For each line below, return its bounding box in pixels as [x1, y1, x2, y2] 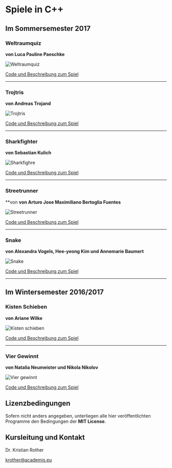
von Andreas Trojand [5, 100, 51, 106]
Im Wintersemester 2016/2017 [5, 288, 104, 297]
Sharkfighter [5, 138, 38, 145]
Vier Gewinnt [5, 352, 39, 359]
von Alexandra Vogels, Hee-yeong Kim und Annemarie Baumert [5, 248, 144, 255]
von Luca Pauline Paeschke [5, 51, 65, 57]
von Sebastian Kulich [5, 150, 52, 156]
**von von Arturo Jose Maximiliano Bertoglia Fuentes [5, 199, 121, 205]
